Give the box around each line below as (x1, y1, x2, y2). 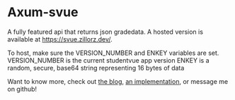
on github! (7, 85, 38, 93)
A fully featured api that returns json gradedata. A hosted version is (7, 27, 204, 36)
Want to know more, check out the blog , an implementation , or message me (7, 77, 229, 85)
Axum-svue (7, 4, 79, 20)
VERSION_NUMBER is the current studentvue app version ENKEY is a (7, 56, 210, 64)
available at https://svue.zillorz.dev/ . (7, 35, 113, 43)
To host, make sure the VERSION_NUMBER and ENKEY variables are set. (7, 49, 219, 57)
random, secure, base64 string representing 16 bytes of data (7, 63, 185, 72)
